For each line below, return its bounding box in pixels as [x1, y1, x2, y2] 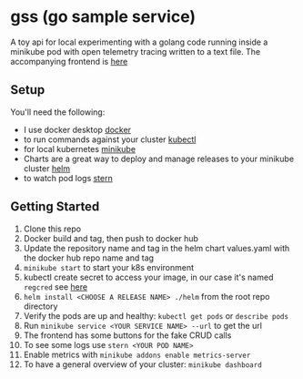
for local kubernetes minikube [23, 143, 136, 154]
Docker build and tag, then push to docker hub [23, 232, 199, 243]
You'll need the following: [10, 107, 106, 118]
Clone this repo [23, 223, 81, 234]
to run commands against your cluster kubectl [23, 134, 197, 145]
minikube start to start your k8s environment [23, 261, 195, 272]
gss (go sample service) [10, 6, 197, 27]
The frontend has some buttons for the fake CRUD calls [23, 330, 232, 341]
